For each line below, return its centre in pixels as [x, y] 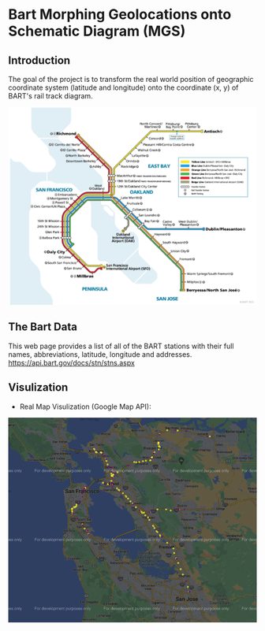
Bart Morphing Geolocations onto [120, 15]
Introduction [39, 60]
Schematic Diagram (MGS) [97, 31]
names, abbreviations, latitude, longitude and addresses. [100, 354]
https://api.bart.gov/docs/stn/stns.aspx [72, 362]
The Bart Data [43, 327]
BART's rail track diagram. [50, 96]
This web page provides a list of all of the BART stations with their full [121, 346]
